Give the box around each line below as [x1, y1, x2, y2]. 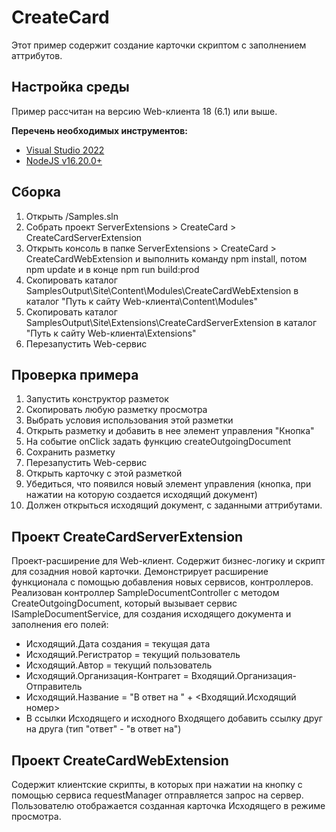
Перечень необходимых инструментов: [11, 124, 188, 136]
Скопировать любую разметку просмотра [25, 404, 208, 416]
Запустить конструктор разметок [25, 393, 169, 405]
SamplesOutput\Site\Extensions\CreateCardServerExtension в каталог [25, 316, 318, 328]
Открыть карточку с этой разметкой [25, 467, 183, 480]
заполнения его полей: [11, 619, 109, 631]
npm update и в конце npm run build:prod [25, 263, 200, 275]
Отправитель [25, 681, 83, 693]
